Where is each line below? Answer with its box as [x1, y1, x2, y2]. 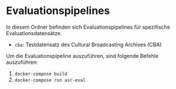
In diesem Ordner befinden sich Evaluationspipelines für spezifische [6, 23, 171, 30]
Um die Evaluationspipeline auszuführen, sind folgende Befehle [6, 52, 159, 59]
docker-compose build [14, 71, 67, 77]
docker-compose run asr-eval [14, 77, 86, 83]
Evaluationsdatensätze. [6, 29, 63, 36]
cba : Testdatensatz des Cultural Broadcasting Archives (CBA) [14, 41, 162, 48]
